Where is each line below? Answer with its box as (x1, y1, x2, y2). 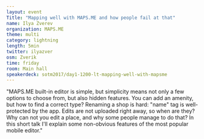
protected (6, 107, 31, 115)
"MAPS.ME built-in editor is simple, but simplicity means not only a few (6, 88, 185, 95)
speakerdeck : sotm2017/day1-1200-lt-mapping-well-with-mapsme (6, 71, 167, 77)
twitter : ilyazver (6, 49, 53, 55)
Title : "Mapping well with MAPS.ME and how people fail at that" (6, 15, 175, 21)
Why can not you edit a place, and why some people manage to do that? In (6, 114, 194, 121)
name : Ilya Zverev (6, 20, 53, 26)
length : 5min (6, 43, 40, 49)
